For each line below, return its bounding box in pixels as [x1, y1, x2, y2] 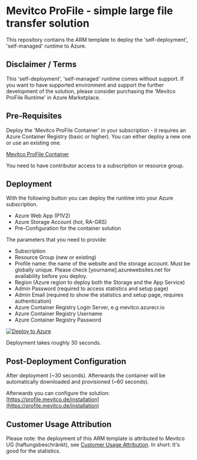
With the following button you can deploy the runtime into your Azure [6, 194, 173, 201]
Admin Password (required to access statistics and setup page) [14, 285, 169, 292]
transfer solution [6, 16, 90, 30]
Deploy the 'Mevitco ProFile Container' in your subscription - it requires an [6, 127, 186, 134]
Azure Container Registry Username [14, 310, 103, 317]
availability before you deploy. [14, 273, 88, 280]
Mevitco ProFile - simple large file [6, 4, 173, 18]
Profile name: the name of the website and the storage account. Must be [14, 260, 191, 267]
